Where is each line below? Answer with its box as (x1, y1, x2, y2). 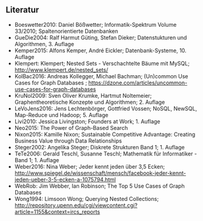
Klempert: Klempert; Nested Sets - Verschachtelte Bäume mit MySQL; (14, 59, 190, 67)
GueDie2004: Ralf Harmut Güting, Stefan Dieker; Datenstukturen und (14, 33, 187, 41)
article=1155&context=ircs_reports (14, 208, 100, 215)
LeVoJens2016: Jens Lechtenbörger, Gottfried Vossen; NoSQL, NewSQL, (14, 104, 198, 112)
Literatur (5, 5, 40, 15)
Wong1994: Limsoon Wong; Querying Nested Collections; (14, 195, 159, 202)
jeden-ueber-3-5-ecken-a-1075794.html (14, 175, 116, 183)
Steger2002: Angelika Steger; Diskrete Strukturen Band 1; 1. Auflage (14, 143, 185, 151)
